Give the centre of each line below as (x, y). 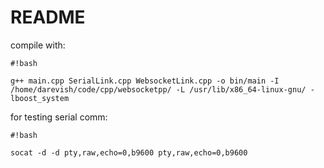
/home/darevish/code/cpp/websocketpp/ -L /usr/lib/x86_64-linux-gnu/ (158, 89)
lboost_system (40, 98)
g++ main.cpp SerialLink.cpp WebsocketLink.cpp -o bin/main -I (145, 81)
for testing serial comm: (59, 117)
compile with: (38, 45)
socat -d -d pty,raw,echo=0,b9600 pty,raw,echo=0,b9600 (129, 152)
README (48, 17)
